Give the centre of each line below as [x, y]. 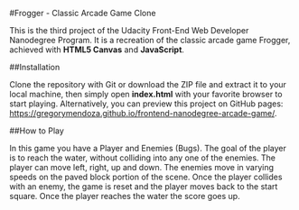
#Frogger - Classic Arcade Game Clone [83, 13]
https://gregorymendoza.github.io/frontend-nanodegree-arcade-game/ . [143, 113]
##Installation [35, 67]
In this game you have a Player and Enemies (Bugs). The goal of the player [148, 148]
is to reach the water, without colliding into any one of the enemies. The [143, 158]
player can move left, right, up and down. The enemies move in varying [141, 167]
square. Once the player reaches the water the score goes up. [125, 196]
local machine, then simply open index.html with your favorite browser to [146, 94]
